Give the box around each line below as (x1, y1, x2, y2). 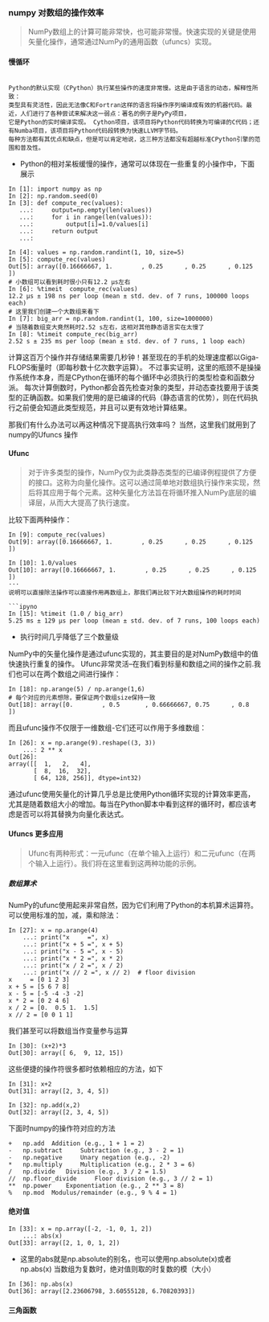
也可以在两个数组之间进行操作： (14, 669, 121, 679)
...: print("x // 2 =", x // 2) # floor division (22, 968, 196, 976)
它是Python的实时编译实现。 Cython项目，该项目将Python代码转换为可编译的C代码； (8, 118, 255, 126)
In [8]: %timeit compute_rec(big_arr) (8, 330, 138, 339)
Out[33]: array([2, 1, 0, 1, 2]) (8, 1239, 120, 1247)
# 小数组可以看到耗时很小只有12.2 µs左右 (8, 277, 131, 286)
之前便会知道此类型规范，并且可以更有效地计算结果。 (14, 402, 191, 412)
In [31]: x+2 (8, 1080, 52, 1088)
